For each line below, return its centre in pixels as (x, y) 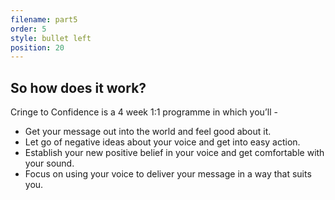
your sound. (49, 163)
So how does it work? (78, 87)
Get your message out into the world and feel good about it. (148, 132)
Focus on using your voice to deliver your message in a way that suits (168, 174)
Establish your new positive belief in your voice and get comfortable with (174, 153)
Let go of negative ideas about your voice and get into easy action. (162, 142)
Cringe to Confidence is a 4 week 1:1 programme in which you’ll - (144, 112)
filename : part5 (44, 19)
